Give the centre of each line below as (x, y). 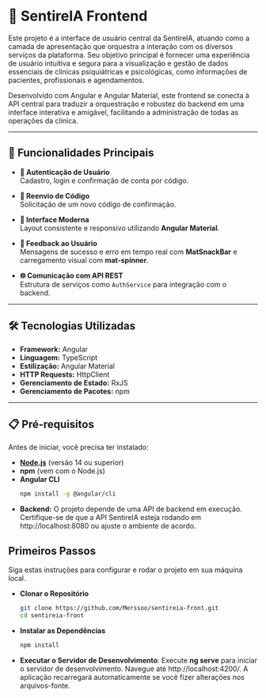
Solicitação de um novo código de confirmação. (98, 204)
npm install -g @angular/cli (68, 494)
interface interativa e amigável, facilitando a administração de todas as (123, 112)
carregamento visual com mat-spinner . (84, 260)
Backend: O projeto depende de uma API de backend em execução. (131, 509)
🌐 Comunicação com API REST (71, 275)
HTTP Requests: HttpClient (65, 374)
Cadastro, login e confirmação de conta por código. (104, 180)
